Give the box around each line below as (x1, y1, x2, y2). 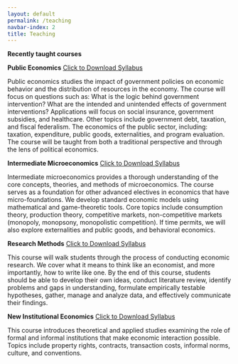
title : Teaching (7, 30, 55, 38)
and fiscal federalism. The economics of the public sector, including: (7, 122, 208, 132)
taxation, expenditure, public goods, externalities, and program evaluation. (7, 130, 225, 139)
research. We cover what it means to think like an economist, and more (7, 261, 215, 269)
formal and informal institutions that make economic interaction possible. (7, 333, 221, 342)
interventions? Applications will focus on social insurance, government (7, 107, 215, 116)
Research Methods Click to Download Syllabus (7, 240, 146, 248)
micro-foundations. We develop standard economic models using (7, 196, 199, 204)
